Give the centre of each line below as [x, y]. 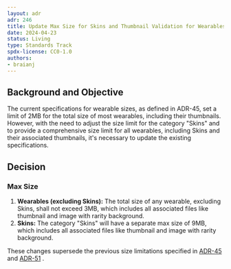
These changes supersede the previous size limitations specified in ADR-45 [114, 251]
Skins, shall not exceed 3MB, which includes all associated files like [112, 209]
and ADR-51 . [26, 259]
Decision [26, 166]
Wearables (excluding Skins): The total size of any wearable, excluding [119, 201]
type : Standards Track [40, 45]
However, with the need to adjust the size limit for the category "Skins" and [113, 124]
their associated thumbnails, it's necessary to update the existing [99, 138]
